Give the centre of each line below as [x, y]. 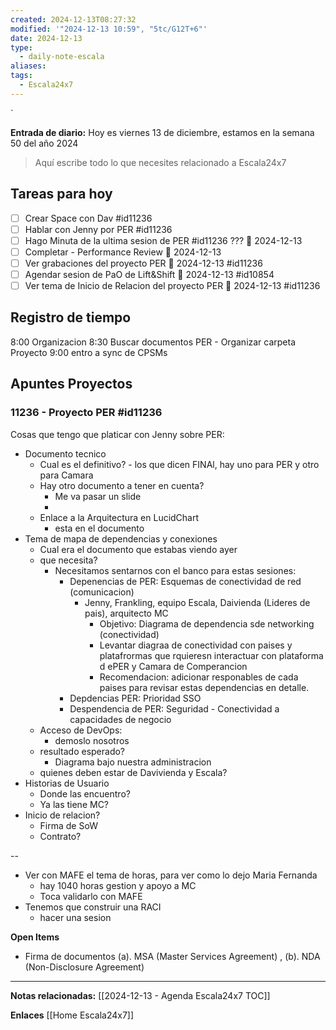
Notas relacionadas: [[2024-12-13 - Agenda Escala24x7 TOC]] [140, 995]
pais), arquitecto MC [126, 613]
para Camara [66, 475]
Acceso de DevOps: [81, 730]
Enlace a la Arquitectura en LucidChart [119, 517]
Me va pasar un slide [98, 496]
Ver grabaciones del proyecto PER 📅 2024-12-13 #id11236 [143, 263]
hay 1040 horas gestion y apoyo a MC [118, 885]
